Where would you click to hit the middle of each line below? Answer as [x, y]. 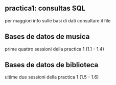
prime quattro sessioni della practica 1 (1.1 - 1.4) [54, 49]
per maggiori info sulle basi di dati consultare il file [58, 20]
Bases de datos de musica [47, 37]
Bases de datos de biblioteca [52, 65]
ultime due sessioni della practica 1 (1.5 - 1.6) [52, 77]
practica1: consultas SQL [45, 8]
